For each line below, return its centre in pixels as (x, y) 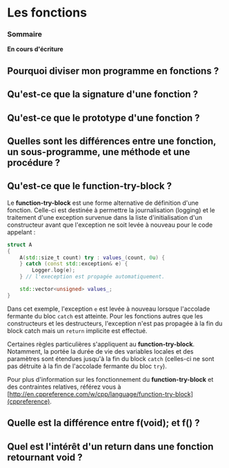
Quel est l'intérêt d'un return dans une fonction (110, 446)
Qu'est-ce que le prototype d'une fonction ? (103, 118)
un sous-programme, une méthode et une (99, 152)
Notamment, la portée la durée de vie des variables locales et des (100, 351)
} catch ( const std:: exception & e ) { (74, 264)
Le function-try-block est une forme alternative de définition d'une (103, 203)
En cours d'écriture (35, 49)
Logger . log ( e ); (54, 270)
